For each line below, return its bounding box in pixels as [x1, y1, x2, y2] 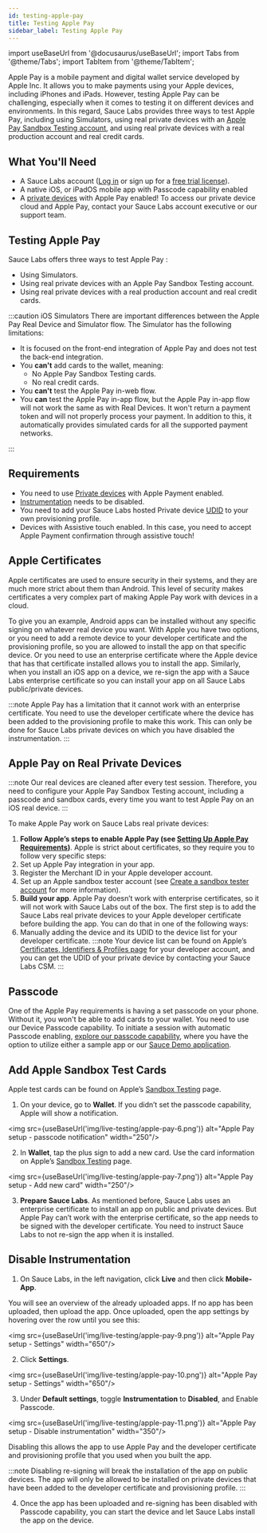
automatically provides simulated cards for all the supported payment [19, 420, 249, 429]
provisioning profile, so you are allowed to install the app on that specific [8, 641, 247, 651]
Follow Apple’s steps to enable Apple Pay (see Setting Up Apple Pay [19, 834, 249, 844]
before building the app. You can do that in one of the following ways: [19, 919, 249, 929]
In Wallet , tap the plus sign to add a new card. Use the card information [19, 1148, 255, 1157]
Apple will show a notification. [19, 1109, 119, 1118]
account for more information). [19, 885, 121, 895]
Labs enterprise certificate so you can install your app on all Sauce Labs [8, 675, 245, 685]
